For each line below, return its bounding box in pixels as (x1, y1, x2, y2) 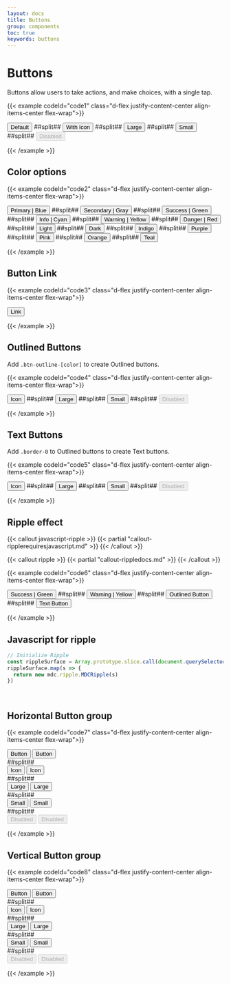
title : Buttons (7, 17, 51, 23)
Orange (87, 234, 107, 241)
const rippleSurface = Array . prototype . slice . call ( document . (7, 658, 186, 665)
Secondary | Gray (83, 206, 129, 214)
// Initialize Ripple (7, 652, 69, 659)
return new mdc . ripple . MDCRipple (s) (13, 671, 118, 678)
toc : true (7, 29, 36, 37)
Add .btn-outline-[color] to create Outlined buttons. (7, 360, 159, 368)
